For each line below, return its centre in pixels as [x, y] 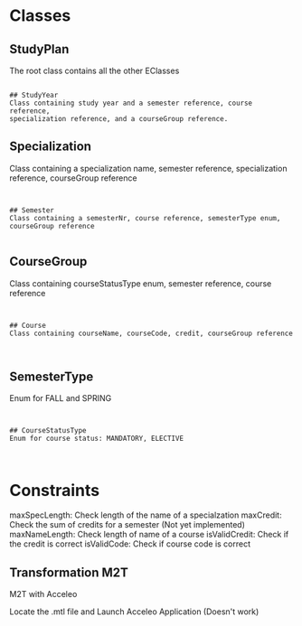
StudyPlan [39, 49]
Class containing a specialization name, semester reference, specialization [148, 168]
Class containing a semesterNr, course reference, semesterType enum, [145, 218]
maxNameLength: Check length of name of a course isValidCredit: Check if [149, 535]
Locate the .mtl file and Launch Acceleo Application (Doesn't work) [134, 612]
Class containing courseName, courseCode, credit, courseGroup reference [151, 333]
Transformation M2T [69, 572]
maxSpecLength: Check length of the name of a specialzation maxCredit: [146, 515]
